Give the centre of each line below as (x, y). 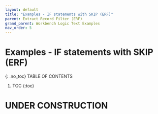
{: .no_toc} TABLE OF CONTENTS (39, 76)
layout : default (22, 10)
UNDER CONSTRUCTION (57, 106)
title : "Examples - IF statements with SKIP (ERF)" (59, 14)
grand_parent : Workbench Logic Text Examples (52, 23)
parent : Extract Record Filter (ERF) (44, 19)
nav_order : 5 (18, 28)
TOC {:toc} (23, 86)
